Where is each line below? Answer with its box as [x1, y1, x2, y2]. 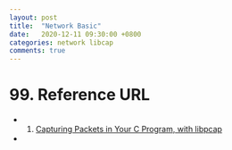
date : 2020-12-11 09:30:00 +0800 [9, 29, 142, 38]
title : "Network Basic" [9, 21, 102, 30]
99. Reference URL [9, 85, 150, 105]
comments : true [9, 46, 66, 55]
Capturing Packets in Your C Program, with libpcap [35, 124, 223, 135]
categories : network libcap [9, 37, 114, 47]
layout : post [9, 12, 58, 22]
